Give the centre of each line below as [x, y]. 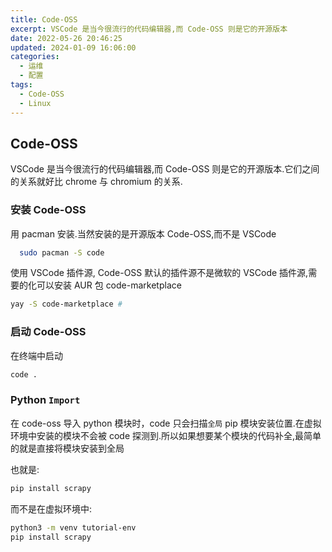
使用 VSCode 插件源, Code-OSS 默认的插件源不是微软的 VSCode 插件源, [159, 273]
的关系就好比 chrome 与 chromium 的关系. [96, 182]
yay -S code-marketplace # [66, 304]
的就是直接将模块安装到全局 [67, 448]
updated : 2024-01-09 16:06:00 [73, 47]
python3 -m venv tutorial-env [73, 527]
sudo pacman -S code [62, 252]
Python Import [45, 400]
